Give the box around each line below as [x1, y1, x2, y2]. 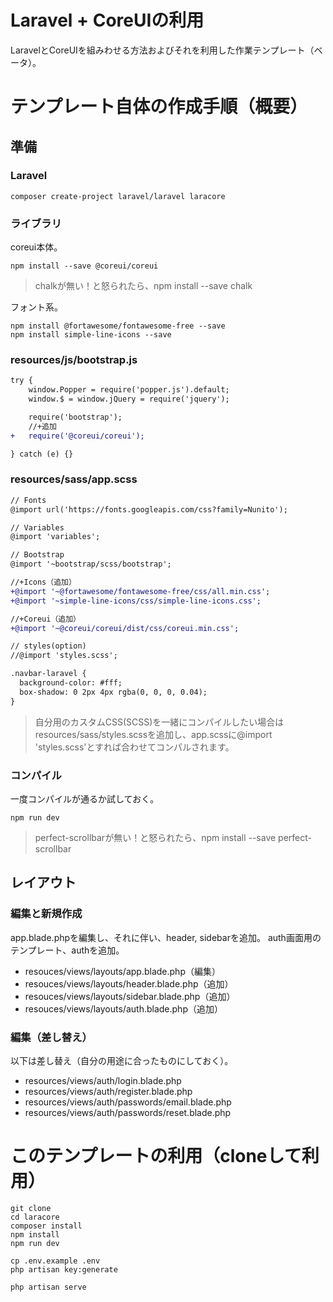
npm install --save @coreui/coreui [10, 261, 159, 271]
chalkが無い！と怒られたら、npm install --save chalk [34, 280, 253, 292]
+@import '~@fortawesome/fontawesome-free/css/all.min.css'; [10, 586, 271, 596]
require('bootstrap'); [28, 412, 123, 423]
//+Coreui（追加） [10, 614, 81, 624]
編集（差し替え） [10, 1030, 93, 1044]
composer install [10, 1221, 83, 1231]
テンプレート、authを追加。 [10, 944, 125, 956]
